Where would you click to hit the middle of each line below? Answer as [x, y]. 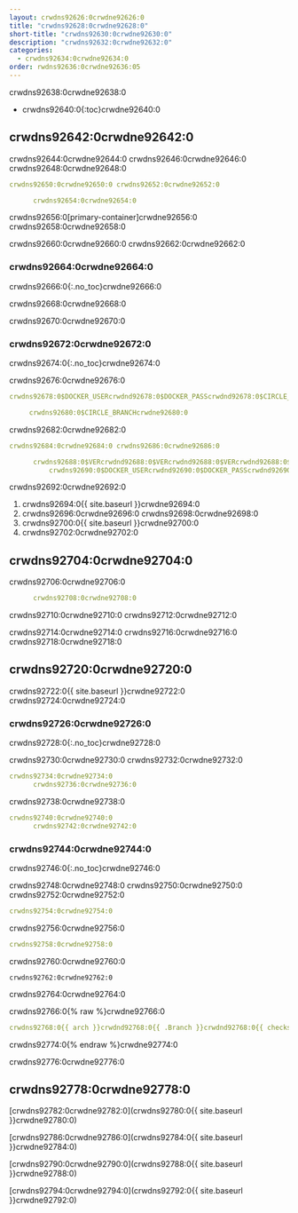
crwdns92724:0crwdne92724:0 [67, 700]
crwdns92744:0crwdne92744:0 [81, 849]
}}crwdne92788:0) [43, 1174]
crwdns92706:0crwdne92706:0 [67, 582]
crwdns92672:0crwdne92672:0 [80, 344]
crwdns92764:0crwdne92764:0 [67, 994]
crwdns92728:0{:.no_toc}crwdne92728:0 [85, 743]
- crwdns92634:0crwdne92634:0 [73, 59]
